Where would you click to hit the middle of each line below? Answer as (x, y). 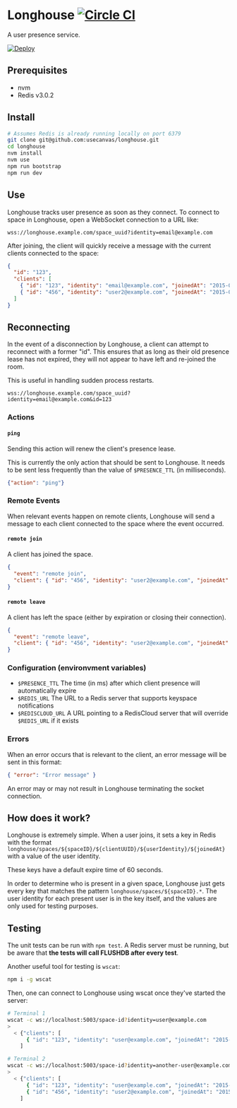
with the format (29, 842)
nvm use (19, 160)
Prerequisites (37, 71)
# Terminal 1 (26, 1013)
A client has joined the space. (50, 554)
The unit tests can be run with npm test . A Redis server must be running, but (118, 946)
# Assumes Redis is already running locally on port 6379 (94, 133)
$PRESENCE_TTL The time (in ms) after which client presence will (109, 683)
